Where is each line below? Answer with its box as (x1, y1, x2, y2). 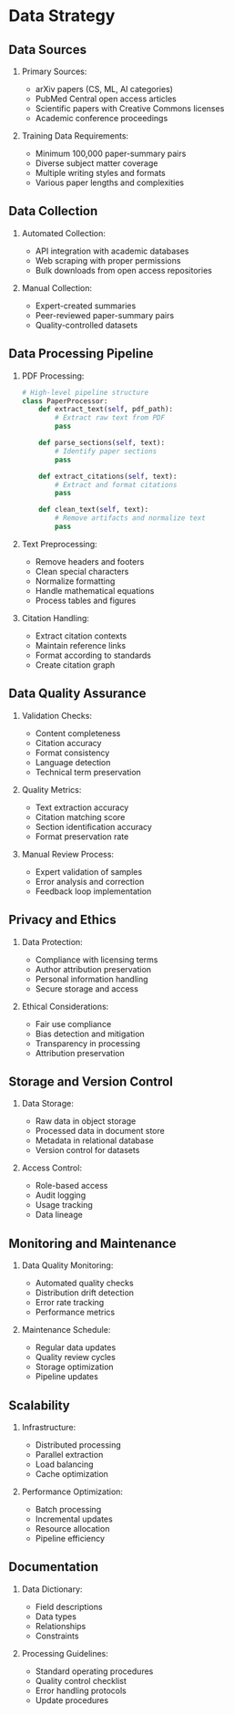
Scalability (8, 1398, 70, 1413)
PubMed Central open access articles (35, 93, 177, 104)
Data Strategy (8, 5, 116, 26)
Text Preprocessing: (21, 538, 97, 549)
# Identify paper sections (55, 446, 158, 456)
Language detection (35, 756, 111, 767)
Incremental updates (35, 1513, 113, 1524)
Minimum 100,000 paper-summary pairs (35, 148, 187, 159)
